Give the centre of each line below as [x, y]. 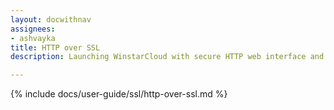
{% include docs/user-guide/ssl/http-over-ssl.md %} [119, 94]
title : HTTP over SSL [55, 47]
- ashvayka [33, 38]
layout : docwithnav [51, 19]
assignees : [33, 29]
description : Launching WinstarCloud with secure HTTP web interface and [167, 57]
